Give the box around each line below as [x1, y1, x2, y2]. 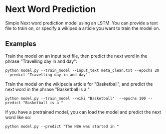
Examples [5, 40, 36, 48]
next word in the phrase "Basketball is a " [5, 86, 90, 92]
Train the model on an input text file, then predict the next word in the [5, 53, 148, 59]
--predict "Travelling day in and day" [5, 72, 88, 77]
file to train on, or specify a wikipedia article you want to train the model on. [5, 25, 161, 31]
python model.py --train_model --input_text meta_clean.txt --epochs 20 [5, 68, 160, 73]
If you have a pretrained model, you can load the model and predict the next [5, 109, 161, 115]
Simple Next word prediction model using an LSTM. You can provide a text [5, 20, 158, 26]
